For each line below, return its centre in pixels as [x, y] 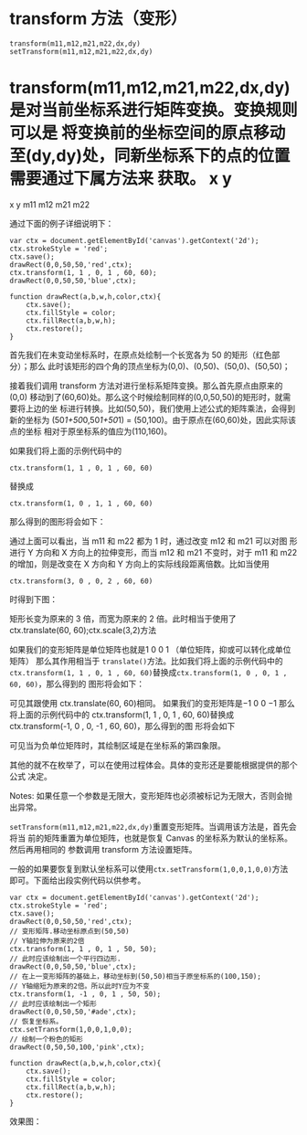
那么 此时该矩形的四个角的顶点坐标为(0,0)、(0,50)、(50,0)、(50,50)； [159, 366]
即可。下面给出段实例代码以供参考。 [78, 880]
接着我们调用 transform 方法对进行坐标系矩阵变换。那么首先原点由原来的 [146, 386]
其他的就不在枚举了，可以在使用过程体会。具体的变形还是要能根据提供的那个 [153, 765]
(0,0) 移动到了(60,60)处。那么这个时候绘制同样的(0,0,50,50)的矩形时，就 [146, 397]
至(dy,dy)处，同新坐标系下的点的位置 [150, 156]
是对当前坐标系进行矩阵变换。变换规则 [154, 110]
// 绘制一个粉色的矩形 [47, 1039]
